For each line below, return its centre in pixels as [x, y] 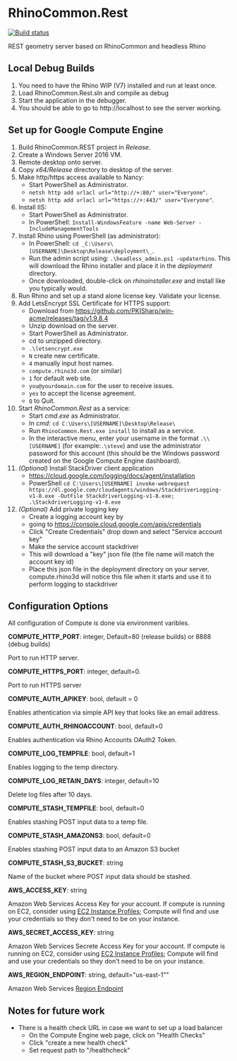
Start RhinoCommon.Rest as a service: [74, 408]
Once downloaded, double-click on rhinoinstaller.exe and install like [127, 281]
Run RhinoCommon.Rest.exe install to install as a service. [112, 430]
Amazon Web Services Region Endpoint [66, 988]
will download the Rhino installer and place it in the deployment [120, 265]
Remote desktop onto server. [60, 162]
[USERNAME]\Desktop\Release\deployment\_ [90, 251]
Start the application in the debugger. [72, 100]
